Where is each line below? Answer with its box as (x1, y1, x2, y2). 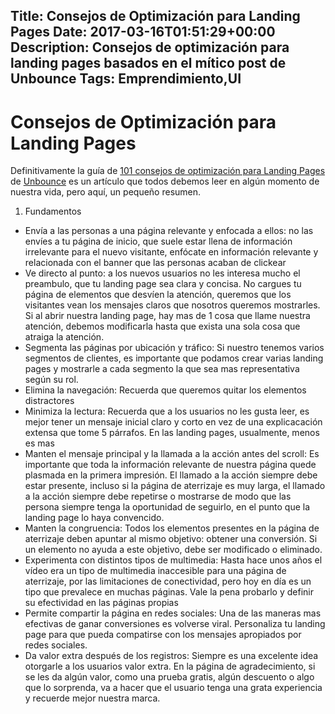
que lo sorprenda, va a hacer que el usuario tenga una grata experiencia (24, 682, 323, 694)
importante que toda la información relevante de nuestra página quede (24, 459, 317, 471)
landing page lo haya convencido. (24, 512, 165, 524)
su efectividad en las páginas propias (24, 597, 179, 609)
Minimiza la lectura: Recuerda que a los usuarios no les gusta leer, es (24, 405, 310, 418)
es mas (24, 437, 55, 449)
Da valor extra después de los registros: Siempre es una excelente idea (24, 650, 319, 662)
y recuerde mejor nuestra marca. (24, 692, 161, 704)
